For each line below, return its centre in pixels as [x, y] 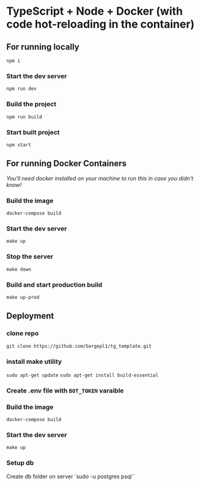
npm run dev [21, 89]
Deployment [30, 316]
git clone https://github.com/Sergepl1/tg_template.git [79, 346]
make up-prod [23, 297]
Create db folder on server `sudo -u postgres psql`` [71, 476]
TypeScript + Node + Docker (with [95, 11]
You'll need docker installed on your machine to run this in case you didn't [100, 178]
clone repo [23, 333]
